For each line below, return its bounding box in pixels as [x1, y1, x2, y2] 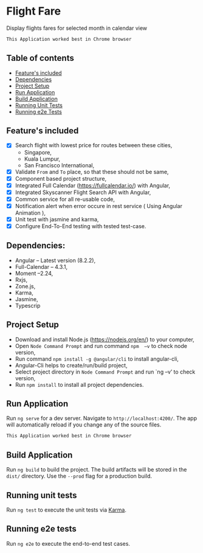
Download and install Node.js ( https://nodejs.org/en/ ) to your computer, [15, 336, 194, 343]
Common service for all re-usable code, [15, 195, 115, 203]
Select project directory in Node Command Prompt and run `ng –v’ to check [15, 368, 196, 375]
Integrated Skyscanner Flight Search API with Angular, [15, 189, 151, 196]
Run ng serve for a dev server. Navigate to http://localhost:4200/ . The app [6, 415, 198, 422]
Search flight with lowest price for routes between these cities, [15, 142, 173, 149]
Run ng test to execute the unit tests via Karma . [6, 506, 126, 513]
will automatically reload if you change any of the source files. [6, 421, 162, 428]
